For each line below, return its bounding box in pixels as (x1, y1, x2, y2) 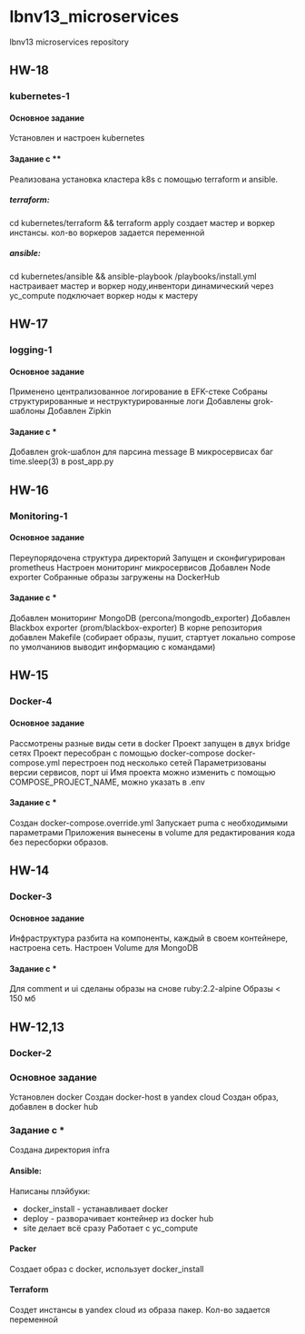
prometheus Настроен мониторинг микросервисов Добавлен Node (9, 561, 271, 573)
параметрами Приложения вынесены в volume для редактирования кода (9, 826, 296, 837)
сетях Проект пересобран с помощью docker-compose (9, 747, 225, 758)
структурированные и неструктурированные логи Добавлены (9, 396, 251, 407)
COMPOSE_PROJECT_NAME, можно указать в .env (9, 776, 206, 787)
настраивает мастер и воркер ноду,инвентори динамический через (9, 280, 274, 292)
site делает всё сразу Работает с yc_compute (22, 1222, 198, 1233)
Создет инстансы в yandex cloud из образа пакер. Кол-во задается (9, 1304, 271, 1315)
